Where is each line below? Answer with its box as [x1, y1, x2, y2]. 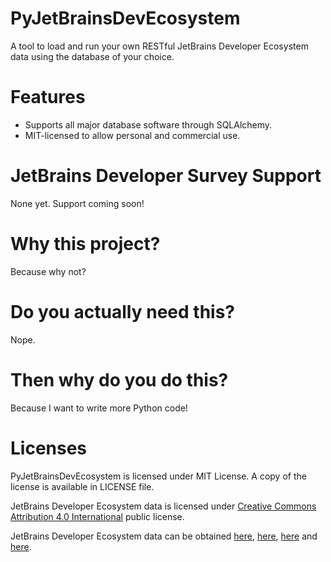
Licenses [10, 437, 88, 459]
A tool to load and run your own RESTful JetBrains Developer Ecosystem [10, 40, 309, 52]
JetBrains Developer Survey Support [10, 165, 322, 187]
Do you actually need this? [10, 300, 235, 323]
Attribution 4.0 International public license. [10, 510, 185, 522]
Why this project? [10, 233, 161, 255]
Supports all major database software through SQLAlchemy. [24, 118, 273, 131]
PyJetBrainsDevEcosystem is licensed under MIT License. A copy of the [10, 470, 307, 482]
